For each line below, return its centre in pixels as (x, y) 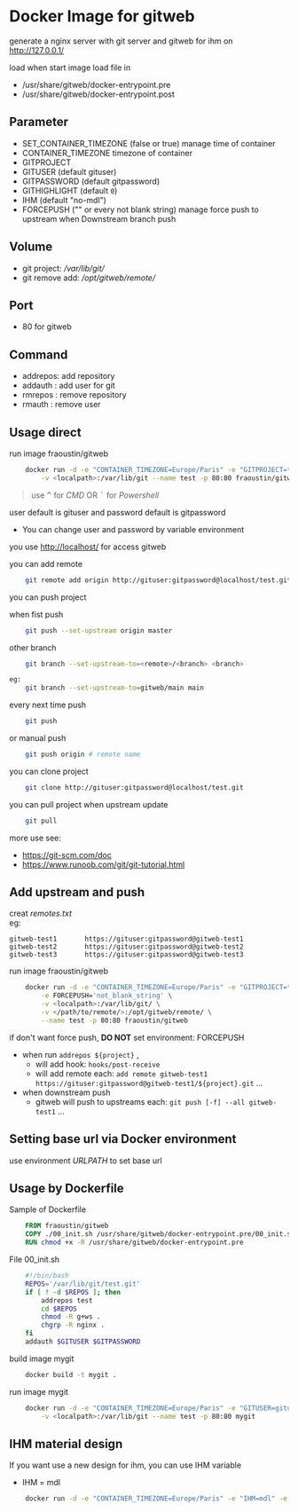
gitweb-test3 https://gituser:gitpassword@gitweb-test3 (126, 955)
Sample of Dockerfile (48, 1209)
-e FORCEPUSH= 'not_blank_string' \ (107, 996)
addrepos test (67, 1300)
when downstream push (66, 1092)
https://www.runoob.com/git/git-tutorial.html (103, 864)
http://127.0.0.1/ (37, 50)
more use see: (35, 838)
